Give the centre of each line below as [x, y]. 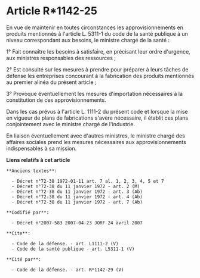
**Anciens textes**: [32, 171]
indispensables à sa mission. [41, 148]
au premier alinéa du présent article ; [51, 82]
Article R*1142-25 [52, 11]
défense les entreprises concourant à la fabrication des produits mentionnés [100, 76]
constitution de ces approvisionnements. [56, 100]
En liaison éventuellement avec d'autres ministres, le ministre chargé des [96, 136]
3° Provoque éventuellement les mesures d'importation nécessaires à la [95, 93]
